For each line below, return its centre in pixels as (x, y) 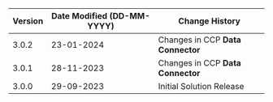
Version (28, 21)
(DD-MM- (130, 16)
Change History (210, 21)
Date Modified (80, 16)
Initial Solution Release (201, 86)
